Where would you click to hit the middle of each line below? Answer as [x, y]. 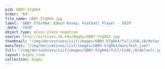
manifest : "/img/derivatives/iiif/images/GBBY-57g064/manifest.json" [78, 46]
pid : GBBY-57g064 [23, 9]
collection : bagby [24, 59]
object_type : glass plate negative [41, 32]
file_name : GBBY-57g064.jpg [34, 18]
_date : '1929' [20, 28]
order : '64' [17, 14]
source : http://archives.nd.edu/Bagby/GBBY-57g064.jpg [62, 37]
